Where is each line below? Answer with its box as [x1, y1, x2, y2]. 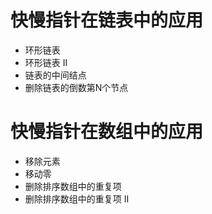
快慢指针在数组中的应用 [10, 121, 204, 143]
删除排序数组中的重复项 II [24, 192, 130, 205]
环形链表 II [24, 56, 68, 68]
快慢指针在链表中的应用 [10, 9, 204, 32]
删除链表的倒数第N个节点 [24, 81, 129, 93]
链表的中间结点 [24, 69, 87, 81]
